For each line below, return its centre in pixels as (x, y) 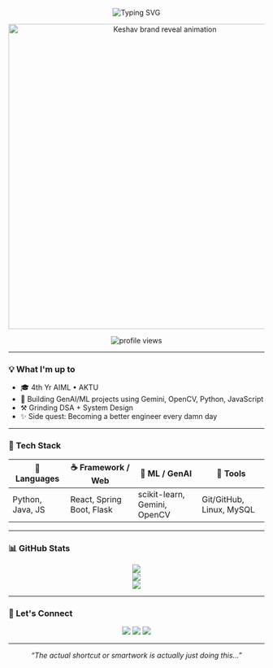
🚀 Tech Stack (35, 446)
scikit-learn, (161, 494)
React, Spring (96, 499)
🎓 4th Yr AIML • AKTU (59, 387)
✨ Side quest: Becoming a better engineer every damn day (119, 417)
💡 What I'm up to (42, 369)
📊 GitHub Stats (39, 548)
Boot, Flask (91, 509)
